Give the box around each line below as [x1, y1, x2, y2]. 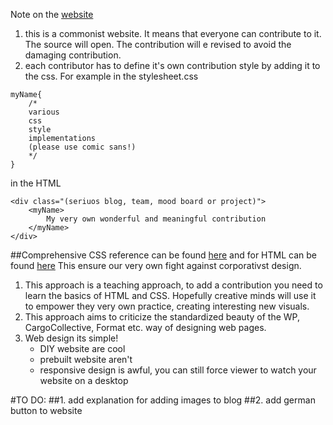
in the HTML [10, 177, 62, 189]
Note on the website [10, 9, 94, 20]
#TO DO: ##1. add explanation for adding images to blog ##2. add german [10, 394, 316, 406]
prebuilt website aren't [39, 354, 133, 365]
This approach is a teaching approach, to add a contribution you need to [24, 279, 323, 291]
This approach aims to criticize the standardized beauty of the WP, [24, 311, 300, 323]
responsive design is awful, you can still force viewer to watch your [39, 364, 317, 376]
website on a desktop [39, 375, 129, 386]
